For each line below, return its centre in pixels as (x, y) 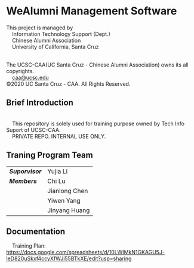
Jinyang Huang (69, 210)
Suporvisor (25, 171)
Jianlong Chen (68, 191)
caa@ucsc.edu (30, 77)
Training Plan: (29, 246)
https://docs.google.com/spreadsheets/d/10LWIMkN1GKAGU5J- (86, 252)
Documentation (36, 231)
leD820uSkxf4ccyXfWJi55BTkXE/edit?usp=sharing (69, 258)
